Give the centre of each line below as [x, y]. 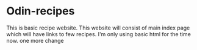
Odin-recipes [41, 11]
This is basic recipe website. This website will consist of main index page [98, 28]
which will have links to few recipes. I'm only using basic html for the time [99, 34]
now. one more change [35, 40]
